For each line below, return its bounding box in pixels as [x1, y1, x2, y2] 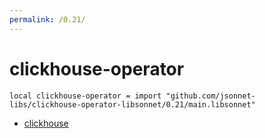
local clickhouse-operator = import [9, 91, 162, 101]
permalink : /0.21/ [9, 14, 86, 25]
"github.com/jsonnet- [165, 91, 256, 101]
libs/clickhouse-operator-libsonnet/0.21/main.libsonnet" [9, 99, 256, 110]
